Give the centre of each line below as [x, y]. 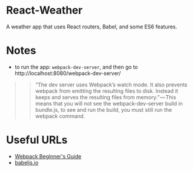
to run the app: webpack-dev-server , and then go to [76, 67]
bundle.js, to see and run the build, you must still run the [104, 109]
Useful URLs [37, 140]
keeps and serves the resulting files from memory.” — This [106, 97]
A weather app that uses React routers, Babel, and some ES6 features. [92, 27]
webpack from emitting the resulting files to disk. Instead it [107, 91]
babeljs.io [27, 163]
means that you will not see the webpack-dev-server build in [109, 103]
